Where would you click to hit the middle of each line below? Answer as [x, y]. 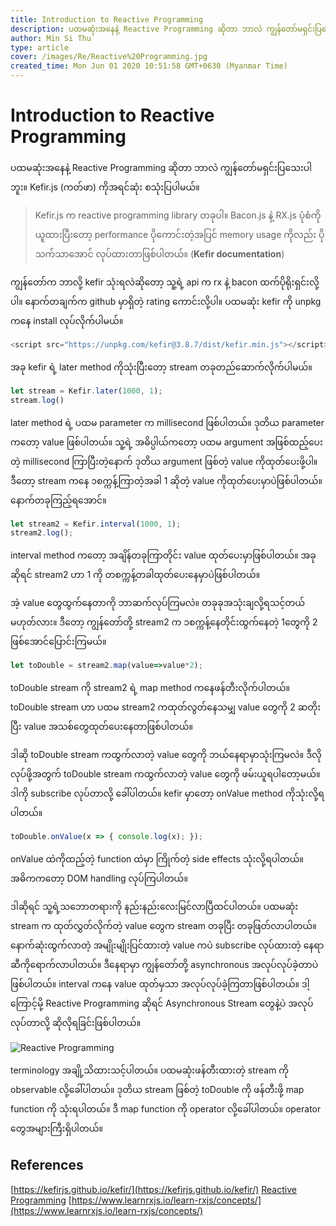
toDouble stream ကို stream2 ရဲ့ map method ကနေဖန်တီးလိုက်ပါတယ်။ [150, 688]
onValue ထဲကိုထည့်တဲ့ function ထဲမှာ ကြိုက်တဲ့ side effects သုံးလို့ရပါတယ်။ [157, 859]
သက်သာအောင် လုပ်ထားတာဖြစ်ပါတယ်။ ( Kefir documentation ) [159, 253]
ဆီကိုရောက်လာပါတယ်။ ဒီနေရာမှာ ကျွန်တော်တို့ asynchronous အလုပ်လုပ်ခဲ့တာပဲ [164, 965]
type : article [40, 47]
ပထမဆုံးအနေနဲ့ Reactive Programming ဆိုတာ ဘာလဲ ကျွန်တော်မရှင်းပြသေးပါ [161, 167]
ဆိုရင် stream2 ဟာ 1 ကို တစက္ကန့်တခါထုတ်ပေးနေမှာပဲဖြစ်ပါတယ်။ [135, 575]
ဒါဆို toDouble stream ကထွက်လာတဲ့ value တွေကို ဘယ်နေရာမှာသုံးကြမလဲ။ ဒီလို [166, 755]
